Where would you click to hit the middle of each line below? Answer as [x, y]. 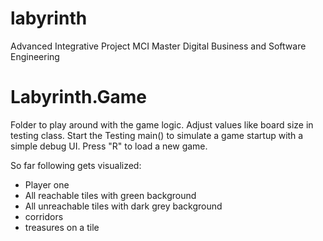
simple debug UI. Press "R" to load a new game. [109, 146]
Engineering [35, 56]
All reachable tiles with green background [110, 195]
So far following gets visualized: [76, 165]
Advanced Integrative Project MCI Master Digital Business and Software [158, 46]
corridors [44, 216]
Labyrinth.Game [79, 97]
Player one [47, 184]
